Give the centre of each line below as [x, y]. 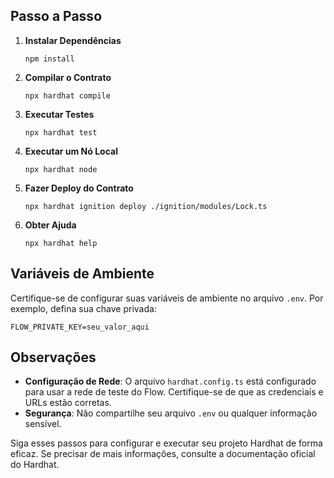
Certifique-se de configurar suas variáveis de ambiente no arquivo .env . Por [167, 298]
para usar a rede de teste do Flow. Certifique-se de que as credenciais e [174, 392]
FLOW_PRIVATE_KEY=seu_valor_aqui [80, 327]
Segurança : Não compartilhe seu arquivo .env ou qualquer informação [171, 413]
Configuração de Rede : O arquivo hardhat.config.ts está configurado [170, 381]
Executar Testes [59, 114]
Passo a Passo [56, 16]
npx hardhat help [61, 243]
